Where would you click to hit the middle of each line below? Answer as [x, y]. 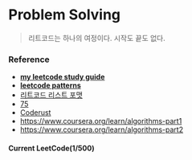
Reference [29, 59]
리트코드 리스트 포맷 [51, 95]
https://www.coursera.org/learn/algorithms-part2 [101, 129]
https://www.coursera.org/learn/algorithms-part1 [101, 121]
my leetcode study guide [62, 77]
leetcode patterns [51, 85]
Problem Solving [65, 15]
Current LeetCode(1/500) [51, 148]
